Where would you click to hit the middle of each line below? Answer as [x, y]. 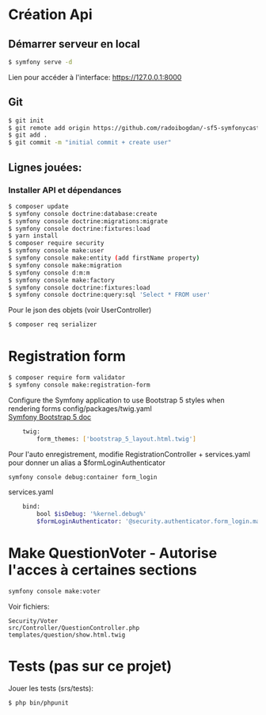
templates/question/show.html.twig [67, 635]
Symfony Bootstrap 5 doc [50, 417]
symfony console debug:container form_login [83, 477]
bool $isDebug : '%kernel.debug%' [92, 514]
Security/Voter [33, 621]
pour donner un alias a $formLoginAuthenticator [87, 463]
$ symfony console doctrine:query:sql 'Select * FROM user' [110, 295]
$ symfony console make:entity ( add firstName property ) [104, 258]
